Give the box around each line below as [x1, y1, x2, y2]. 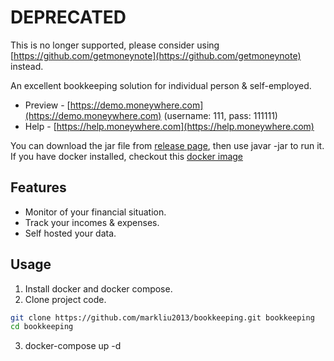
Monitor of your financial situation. [24, 206, 167, 218]
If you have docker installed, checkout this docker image [10, 150, 244, 162]
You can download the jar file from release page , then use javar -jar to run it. [10, 139, 325, 151]
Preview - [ [24, 99, 71, 111]
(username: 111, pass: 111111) [163, 109, 278, 121]
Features [10, 179, 67, 196]
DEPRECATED [10, 6, 127, 29]
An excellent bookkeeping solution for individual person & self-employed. [10, 79, 312, 91]
